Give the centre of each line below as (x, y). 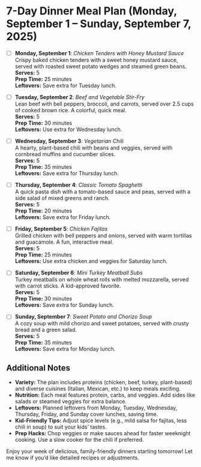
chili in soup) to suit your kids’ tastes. (61, 427)
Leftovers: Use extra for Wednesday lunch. (68, 130)
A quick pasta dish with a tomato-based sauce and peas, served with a (103, 192)
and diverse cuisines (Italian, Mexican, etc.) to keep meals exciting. (98, 389)
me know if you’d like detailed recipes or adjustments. (73, 458)
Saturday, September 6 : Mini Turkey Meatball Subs (79, 273)
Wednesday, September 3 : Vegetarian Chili (69, 141)
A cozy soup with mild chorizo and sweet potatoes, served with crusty (102, 324)
